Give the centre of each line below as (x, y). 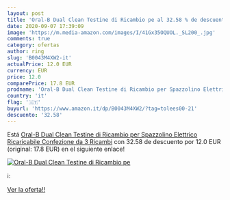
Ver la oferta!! (26, 189)
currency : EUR (27, 70)
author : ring (26, 52)
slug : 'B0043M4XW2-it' (39, 58)
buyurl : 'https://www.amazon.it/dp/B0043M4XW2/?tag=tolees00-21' (102, 109)
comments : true (29, 39)
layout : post (26, 13)
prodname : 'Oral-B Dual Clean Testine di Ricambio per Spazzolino (104, 89)
